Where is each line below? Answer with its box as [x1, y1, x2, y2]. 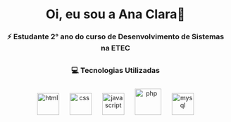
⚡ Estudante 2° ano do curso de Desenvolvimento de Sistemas [6, 32, 225, 41]
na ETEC [100, 43, 131, 53]
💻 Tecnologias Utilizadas [70, 65, 161, 75]
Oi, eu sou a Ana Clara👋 [45, 6, 186, 22]
